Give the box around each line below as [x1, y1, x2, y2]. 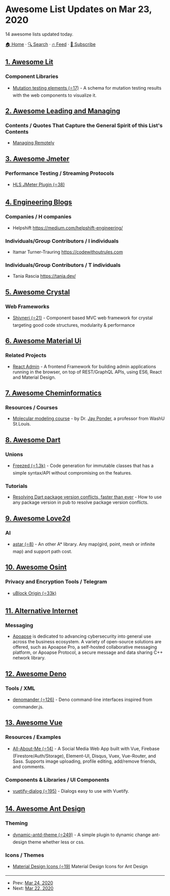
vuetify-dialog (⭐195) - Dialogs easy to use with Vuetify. [12, 788, 130, 794]
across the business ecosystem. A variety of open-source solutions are [12, 639, 162, 645]
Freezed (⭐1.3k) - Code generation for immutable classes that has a [12, 462, 154, 469]
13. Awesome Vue [5, 718, 63, 727]
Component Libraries [5, 73, 59, 80]
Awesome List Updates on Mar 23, [5, 4, 152, 15]
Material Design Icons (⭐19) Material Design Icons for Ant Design [12, 864, 148, 870]
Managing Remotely [12, 140, 55, 146]
